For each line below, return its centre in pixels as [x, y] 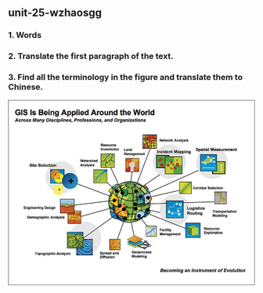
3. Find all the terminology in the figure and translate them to [125, 78]
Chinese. [26, 87]
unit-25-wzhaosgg [55, 13]
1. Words [25, 35]
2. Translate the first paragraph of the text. [91, 56]
